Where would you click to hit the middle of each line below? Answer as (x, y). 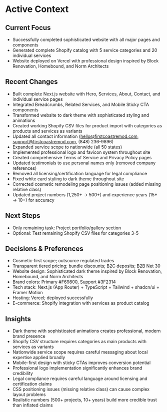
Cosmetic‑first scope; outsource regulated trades (63, 261)
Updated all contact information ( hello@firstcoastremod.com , (75, 136)
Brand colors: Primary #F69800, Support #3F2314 (64, 282)
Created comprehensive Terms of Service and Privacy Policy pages (82, 157)
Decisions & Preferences (44, 249)
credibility (23, 374)
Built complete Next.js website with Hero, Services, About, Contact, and (86, 94)
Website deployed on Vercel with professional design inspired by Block (85, 61)
